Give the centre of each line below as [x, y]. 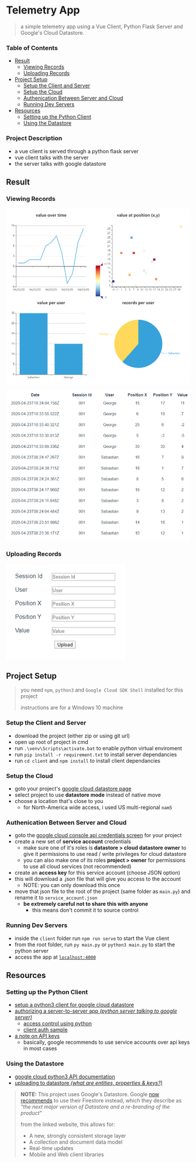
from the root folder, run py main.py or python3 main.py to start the [95, 944]
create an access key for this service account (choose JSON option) [97, 873]
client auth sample [45, 1030]
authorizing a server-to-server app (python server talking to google [96, 1011]
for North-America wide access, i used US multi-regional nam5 [98, 807]
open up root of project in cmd [51, 742]
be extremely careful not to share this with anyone [86, 904]
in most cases [40, 1049]
